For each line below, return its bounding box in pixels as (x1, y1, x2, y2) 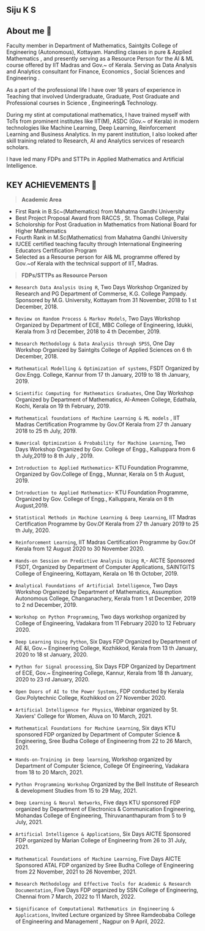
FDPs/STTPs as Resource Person (21, 272, 108, 279)
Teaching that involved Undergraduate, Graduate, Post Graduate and (6, 93, 180, 100)
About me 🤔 (6, 26, 52, 36)
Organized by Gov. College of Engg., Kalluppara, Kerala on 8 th (15, 495, 174, 503)
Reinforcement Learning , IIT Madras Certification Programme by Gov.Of (15, 538, 196, 546)
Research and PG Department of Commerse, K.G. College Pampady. (15, 290, 188, 297)
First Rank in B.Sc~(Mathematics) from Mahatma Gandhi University (15, 208, 185, 215)
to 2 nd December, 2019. (15, 601, 78, 609)
